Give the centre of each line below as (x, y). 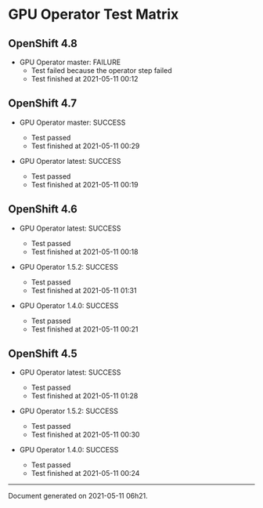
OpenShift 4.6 (43, 209)
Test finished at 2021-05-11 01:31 (84, 290)
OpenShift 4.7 (42, 103)
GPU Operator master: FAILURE (70, 62)
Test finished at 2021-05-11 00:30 (85, 435)
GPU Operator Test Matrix (94, 15)
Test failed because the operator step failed (101, 71)
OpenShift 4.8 (43, 44)
